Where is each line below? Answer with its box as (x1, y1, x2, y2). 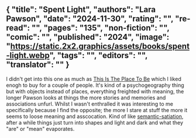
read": (6, 23, 30, 33)
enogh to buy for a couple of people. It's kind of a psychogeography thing (6, 82, 184, 89)
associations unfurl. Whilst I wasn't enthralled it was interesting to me (6, 100, 174, 107)
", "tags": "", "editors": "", (49, 51, 148, 60)
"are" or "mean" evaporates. (6, 125, 75, 132)
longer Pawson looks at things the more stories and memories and (6, 94, 166, 101)
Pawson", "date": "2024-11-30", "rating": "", (6, 14, 174, 24)
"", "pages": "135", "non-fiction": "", (31, 23, 170, 33)
